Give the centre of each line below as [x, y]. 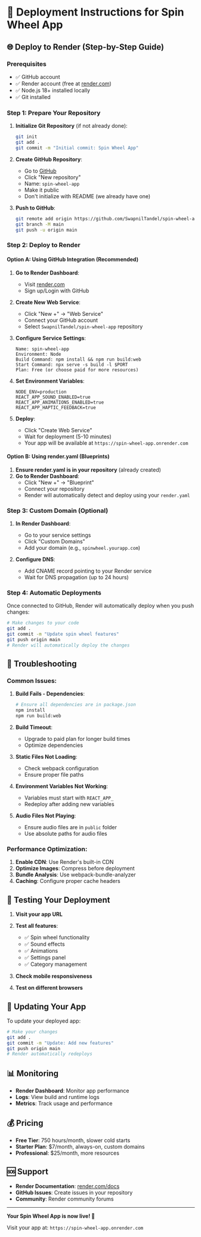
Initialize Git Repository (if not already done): [71, 126]
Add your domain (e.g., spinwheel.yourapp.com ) [82, 548]
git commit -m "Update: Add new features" [60, 1043]
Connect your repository [55, 488]
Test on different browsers [49, 988]
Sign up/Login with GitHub [57, 290]
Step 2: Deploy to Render [44, 245]
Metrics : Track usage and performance [64, 1103]
